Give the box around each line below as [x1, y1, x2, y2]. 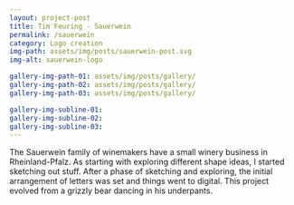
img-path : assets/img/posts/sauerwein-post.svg [9, 47, 193, 56]
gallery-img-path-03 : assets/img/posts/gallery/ [9, 88, 196, 98]
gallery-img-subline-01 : [9, 105, 103, 114]
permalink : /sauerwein [9, 30, 95, 39]
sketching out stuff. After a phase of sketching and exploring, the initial [9, 166, 273, 177]
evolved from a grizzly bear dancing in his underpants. [9, 185, 213, 196]
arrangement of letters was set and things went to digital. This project [9, 176, 270, 187]
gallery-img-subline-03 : [9, 122, 103, 132]
